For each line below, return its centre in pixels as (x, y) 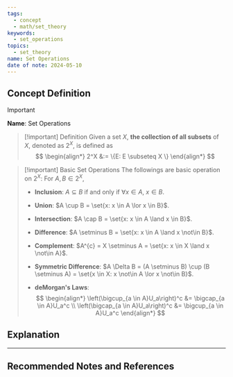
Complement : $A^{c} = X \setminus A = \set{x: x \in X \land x (122, 245)
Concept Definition (49, 93)
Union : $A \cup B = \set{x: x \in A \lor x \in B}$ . (102, 205)
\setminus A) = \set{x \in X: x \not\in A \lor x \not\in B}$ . (114, 274)
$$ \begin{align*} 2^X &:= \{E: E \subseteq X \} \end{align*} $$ (125, 156)
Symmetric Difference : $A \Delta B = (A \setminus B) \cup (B (122, 266)
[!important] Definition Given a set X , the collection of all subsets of (122, 137)
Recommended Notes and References (91, 366)
